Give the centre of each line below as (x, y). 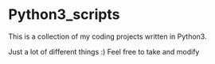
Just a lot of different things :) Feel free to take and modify (104, 51)
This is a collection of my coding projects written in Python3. (107, 36)
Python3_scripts (64, 15)
